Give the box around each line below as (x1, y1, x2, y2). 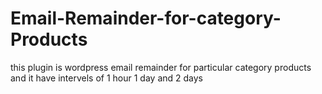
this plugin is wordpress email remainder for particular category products (10, 61, 312, 73)
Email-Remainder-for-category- (10, 7, 282, 30)
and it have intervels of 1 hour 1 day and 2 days (10, 72, 203, 84)
